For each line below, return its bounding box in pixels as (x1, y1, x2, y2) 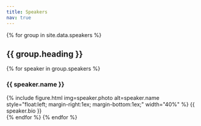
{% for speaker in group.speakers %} (6, 65, 101, 72)
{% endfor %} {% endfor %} (6, 113, 78, 121)
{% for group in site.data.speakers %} (6, 31, 102, 38)
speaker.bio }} (6, 107, 42, 114)
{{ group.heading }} (6, 49, 84, 59)
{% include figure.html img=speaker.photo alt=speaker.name (6, 94, 160, 101)
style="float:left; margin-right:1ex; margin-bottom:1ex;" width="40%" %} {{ (6, 100, 196, 108)
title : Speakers (6, 9, 48, 15)
